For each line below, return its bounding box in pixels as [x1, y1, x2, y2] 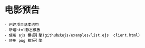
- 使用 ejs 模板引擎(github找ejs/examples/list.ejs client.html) [4, 33, 141, 38]
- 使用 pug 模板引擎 [4, 38, 43, 43]
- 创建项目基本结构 [4, 22, 39, 27]
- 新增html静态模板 [4, 27, 41, 32]
